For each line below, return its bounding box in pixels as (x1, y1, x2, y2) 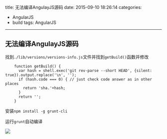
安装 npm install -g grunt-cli (5, 108, 68, 114)
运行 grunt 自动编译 (5, 118, 43, 124)
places (5, 81, 19, 86)
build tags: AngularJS (12, 19, 56, 25)
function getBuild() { (14, 64, 61, 69)
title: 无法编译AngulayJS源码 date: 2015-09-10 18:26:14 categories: (5, 4, 142, 10)
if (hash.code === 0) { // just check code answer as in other (18, 76, 153, 82)
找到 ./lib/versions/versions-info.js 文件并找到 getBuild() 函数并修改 (5, 54, 149, 60)
